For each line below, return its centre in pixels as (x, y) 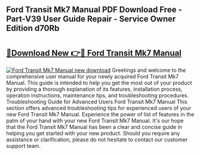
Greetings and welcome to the (149, 70)
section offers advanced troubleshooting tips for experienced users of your (99, 108)
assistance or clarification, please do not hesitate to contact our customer (97, 140)
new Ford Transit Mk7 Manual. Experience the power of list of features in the (100, 114)
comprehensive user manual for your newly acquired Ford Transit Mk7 (93, 76)
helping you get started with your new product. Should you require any (93, 133)
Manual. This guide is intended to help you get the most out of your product (99, 83)
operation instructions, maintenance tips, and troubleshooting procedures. (98, 95)
